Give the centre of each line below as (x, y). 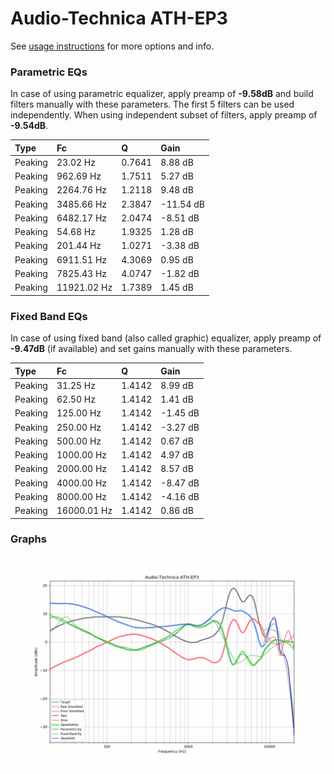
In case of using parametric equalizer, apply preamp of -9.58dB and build (162, 94)
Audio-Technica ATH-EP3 (119, 18)
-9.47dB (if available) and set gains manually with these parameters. (151, 349)
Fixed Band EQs (49, 316)
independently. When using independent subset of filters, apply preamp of (164, 115)
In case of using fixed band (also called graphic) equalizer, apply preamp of (166, 338)
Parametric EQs (49, 72)
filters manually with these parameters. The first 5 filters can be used (152, 104)
